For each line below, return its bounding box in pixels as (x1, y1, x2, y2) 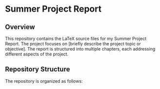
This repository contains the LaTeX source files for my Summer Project (5, 36, 147, 41)
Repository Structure (5, 65, 71, 73)
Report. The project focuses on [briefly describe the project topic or (5, 41, 141, 47)
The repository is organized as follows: (5, 78, 83, 84)
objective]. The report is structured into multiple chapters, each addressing (5, 46, 156, 52)
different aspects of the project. (5, 51, 69, 57)
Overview (5, 23, 36, 31)
